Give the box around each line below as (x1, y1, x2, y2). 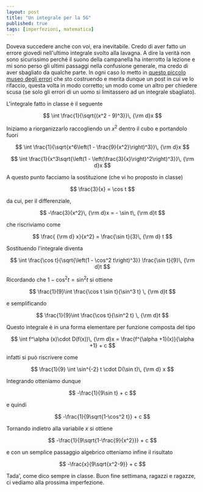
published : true (6, 20, 48, 26)
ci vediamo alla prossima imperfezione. (6, 479, 105, 486)
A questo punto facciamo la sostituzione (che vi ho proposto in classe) (6, 173, 183, 181)
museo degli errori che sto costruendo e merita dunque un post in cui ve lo (6, 75, 194, 83)
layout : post (6, 9, 40, 15)
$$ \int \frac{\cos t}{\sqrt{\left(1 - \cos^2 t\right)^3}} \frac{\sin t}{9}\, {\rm (10, 256, 195, 264)
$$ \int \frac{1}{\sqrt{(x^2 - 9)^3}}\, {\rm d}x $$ (42, 112, 163, 119)
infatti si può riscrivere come (6, 353, 78, 361)
